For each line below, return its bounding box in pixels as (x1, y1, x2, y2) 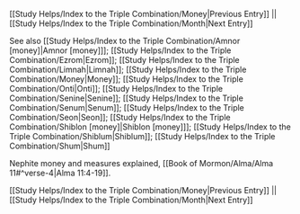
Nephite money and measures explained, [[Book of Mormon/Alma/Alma (9, 158, 274, 168)
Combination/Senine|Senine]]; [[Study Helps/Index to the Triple (9, 93, 244, 103)
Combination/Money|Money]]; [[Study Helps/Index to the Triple (9, 74, 244, 85)
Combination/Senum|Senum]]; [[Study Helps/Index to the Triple (9, 103, 245, 112)
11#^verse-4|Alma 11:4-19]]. (9, 167, 111, 178)
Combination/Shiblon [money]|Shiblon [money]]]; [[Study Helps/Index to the (9, 121, 292, 132)
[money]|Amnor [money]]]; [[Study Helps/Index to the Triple (9, 45, 232, 56)
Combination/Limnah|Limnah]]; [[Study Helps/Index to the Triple (9, 64, 247, 75)
